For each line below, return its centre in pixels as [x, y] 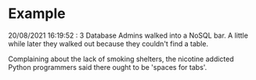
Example [37, 14]
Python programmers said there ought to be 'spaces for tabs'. [108, 67]
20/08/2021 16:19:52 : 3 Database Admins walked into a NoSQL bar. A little [128, 35]
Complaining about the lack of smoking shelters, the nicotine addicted [121, 59]
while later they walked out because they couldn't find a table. [108, 43]
